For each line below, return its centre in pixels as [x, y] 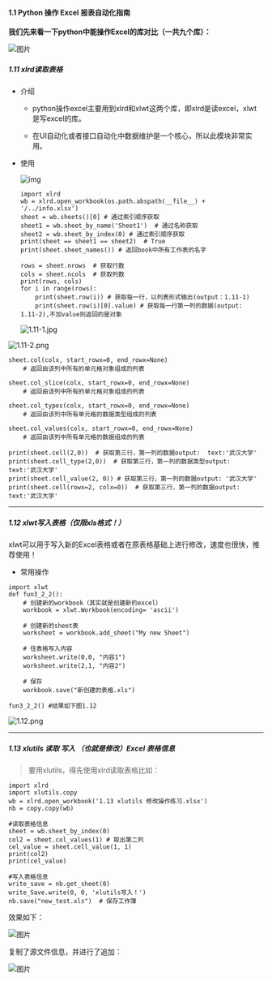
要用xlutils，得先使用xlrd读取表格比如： [94, 770]
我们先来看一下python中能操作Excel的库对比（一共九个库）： [110, 32]
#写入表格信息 [28, 877]
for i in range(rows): [58, 289]
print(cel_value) [38, 861]
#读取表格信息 [28, 824]
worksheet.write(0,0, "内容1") [74, 657]
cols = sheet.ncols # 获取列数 [72, 275]
